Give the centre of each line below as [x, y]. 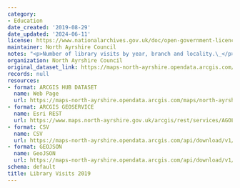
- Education [25, 21]
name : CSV [28, 134]
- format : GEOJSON [35, 147]
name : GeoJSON [35, 154]
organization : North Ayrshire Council [65, 61]
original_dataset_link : [43, 67]
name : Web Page [36, 94]
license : [20, 41]
